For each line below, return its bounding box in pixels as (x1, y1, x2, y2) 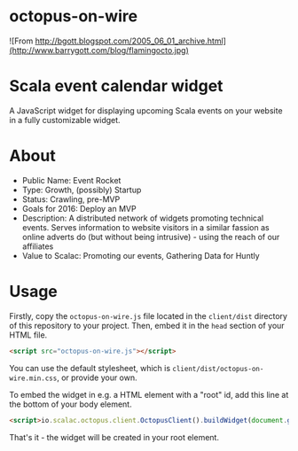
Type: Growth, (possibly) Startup (21, 184, 142, 195)
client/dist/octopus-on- (172, 364, 264, 373)
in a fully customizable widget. (9, 114, 122, 125)
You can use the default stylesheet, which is (9, 362, 171, 373)
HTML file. (9, 330, 48, 340)
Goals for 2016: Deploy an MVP (21, 203, 137, 214)
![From (9, 35, 34, 46)
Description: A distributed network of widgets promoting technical (21, 213, 264, 223)
